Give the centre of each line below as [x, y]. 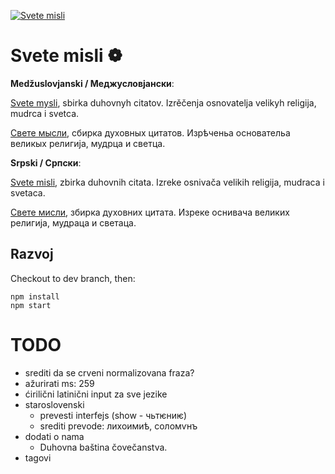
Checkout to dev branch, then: [73, 278]
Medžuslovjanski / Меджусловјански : [92, 83]
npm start [31, 305]
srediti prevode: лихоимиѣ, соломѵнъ [118, 426]
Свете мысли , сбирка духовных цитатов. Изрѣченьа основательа [150, 132]
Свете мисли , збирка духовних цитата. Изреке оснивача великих [150, 212]
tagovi [38, 457]
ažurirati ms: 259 [59, 383]
